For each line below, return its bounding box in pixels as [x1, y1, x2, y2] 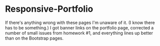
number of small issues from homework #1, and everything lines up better [5, 30, 153, 36]
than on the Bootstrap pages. [5, 35, 64, 41]
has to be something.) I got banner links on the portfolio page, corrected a [5, 24, 154, 30]
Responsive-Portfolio [5, 3, 94, 15]
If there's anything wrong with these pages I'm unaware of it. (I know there [5, 20, 155, 25]
